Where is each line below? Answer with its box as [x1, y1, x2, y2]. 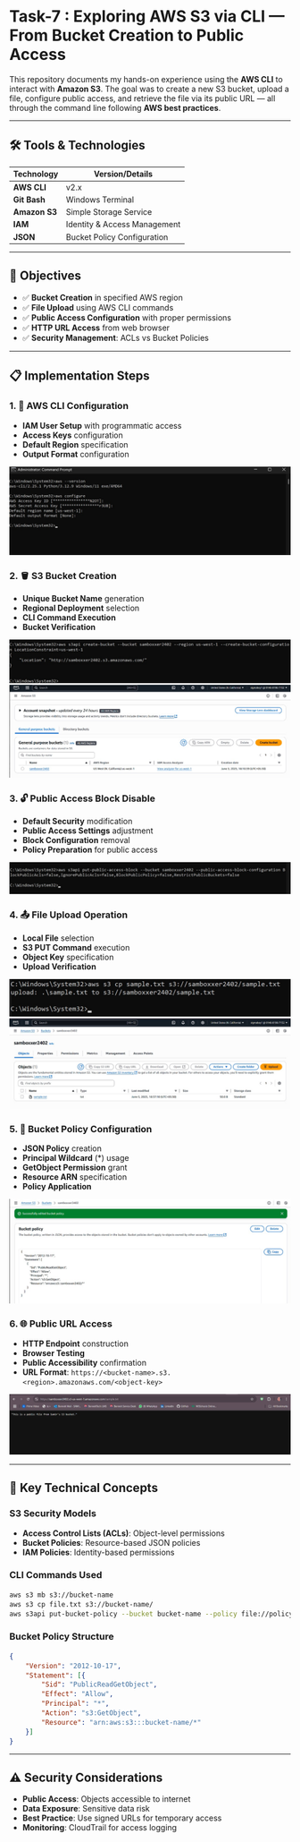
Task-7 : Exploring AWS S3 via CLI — [9, 6, 286, 27]
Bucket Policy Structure [9, 1631, 114, 1643]
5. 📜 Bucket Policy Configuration [9, 1122, 153, 1135]
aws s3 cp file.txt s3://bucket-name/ [9, 1599, 154, 1608]
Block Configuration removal [21, 835, 131, 846]
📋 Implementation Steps [9, 369, 150, 384]
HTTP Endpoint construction [21, 1338, 129, 1349]
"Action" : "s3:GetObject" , [41, 1709, 142, 1718]
